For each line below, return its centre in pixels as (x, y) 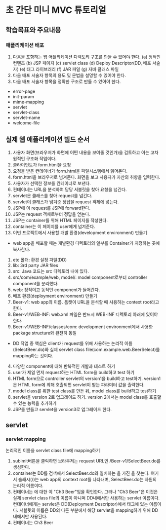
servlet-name (26, 117)
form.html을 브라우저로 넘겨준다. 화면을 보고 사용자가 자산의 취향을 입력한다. (86, 177)
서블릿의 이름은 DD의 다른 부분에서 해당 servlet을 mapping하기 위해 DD (89, 510)
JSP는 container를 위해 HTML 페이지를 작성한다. (60, 220)
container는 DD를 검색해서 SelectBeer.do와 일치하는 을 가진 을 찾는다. (81, 473)
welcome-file (26, 123)
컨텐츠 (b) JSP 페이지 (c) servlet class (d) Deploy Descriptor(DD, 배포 (82, 63)
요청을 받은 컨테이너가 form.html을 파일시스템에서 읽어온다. (70, 171)
